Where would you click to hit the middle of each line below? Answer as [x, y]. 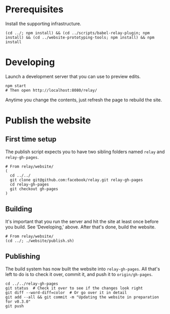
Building [19, 209]
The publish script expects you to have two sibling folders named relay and [85, 152]
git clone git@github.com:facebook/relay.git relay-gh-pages [77, 180]
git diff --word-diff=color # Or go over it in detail [66, 292]
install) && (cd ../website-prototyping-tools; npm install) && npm [80, 37]
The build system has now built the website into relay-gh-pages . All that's [83, 269]
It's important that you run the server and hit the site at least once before [82, 221]
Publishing [23, 256]
